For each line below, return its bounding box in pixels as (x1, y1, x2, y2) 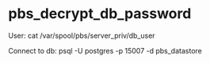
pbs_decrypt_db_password (8, 5, 192, 23)
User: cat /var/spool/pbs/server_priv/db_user (8, 31, 156, 40)
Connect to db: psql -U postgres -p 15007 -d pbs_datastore (8, 46, 202, 55)
